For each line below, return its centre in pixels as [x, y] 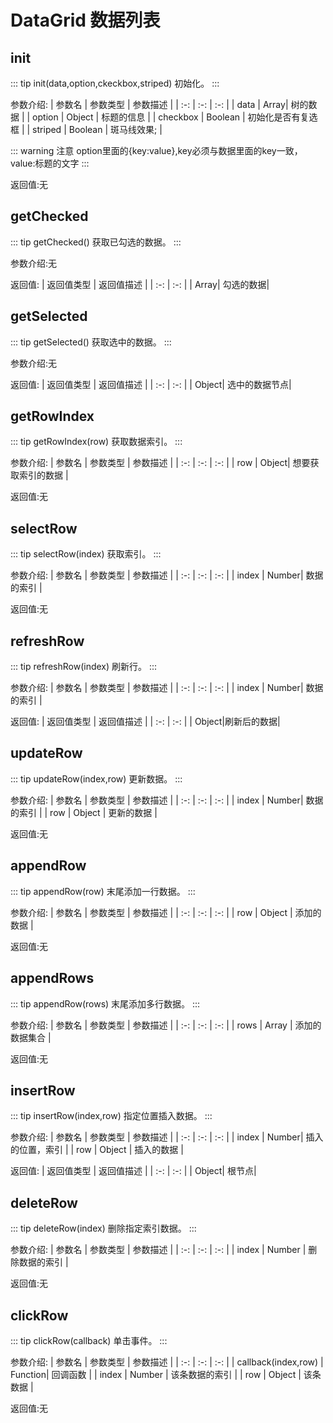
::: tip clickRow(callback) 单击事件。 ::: [89, 1340]
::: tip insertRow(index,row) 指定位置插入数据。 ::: [111, 1116]
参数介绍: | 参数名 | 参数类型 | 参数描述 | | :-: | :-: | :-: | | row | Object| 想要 [160, 463]
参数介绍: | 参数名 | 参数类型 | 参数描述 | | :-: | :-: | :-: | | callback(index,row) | [167, 1362]
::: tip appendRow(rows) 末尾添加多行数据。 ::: [105, 1003]
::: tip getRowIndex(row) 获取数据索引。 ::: [96, 442]
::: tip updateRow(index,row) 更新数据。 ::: [96, 778]
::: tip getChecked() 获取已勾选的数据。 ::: [96, 242]
